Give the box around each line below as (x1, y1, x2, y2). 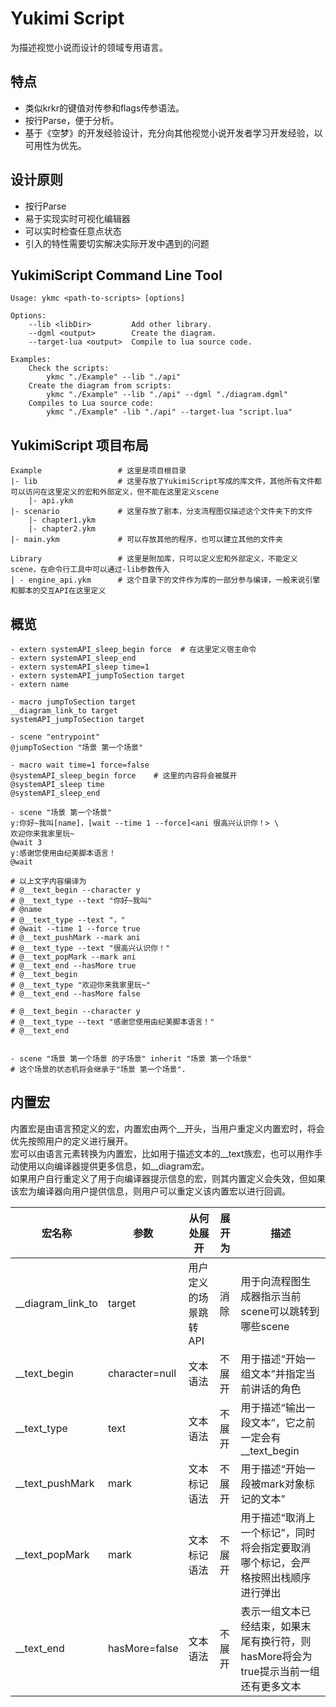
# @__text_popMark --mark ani (10, 952, 137, 962)
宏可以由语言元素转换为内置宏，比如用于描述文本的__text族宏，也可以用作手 (10, 1147, 323, 1159)
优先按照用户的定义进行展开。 (10, 1135, 133, 1147)
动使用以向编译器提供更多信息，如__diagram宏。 (10, 1160, 210, 1172)
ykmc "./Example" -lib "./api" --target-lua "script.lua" (46, 407, 293, 417)
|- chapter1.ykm (28, 515, 97, 526)
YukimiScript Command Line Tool (10, 267, 223, 284)
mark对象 (260, 1477, 305, 1491)
